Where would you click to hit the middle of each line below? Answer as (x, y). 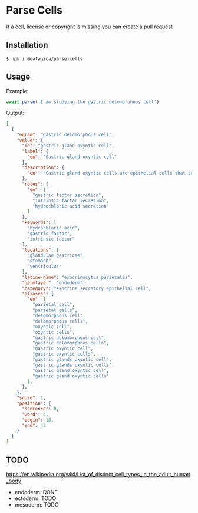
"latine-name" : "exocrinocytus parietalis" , (77, 277)
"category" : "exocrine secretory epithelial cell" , (86, 288)
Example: (17, 91)
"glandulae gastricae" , (56, 255)
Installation (27, 45)
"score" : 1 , (31, 398)
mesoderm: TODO (37, 504)
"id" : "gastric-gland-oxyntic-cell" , (68, 146)
